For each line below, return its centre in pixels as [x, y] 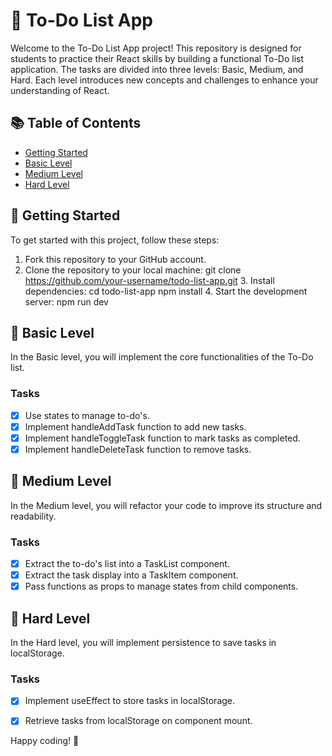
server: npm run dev [66, 301]
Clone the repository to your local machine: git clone [133, 270]
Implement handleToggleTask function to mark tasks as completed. [162, 438]
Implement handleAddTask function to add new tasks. [135, 426]
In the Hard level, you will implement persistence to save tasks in [143, 643]
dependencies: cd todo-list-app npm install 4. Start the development [166, 291]
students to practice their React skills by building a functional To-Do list [157, 58]
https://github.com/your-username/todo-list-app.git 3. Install [149, 280]
